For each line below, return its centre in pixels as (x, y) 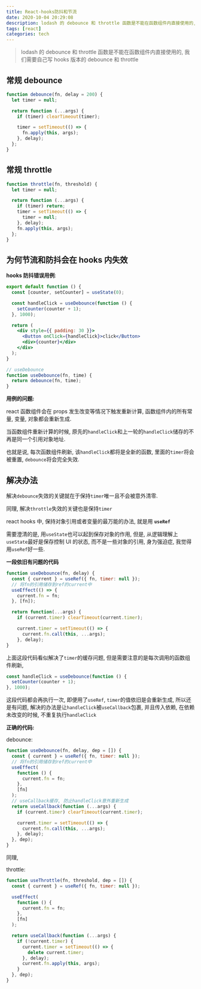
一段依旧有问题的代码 (32, 562)
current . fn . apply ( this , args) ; (61, 964)
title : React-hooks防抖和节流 (42, 12)
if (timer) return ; (41, 206)
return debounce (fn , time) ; (47, 381)
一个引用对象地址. (44, 439)
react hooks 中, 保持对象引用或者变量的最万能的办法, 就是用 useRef (88, 521)
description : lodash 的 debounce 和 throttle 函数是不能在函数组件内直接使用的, (101, 23)
